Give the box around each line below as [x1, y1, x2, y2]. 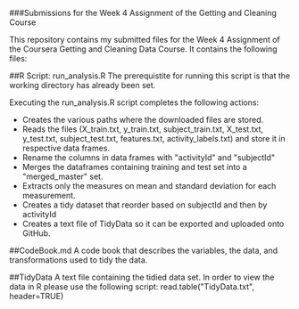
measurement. [21, 191, 76, 200]
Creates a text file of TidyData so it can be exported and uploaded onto [21, 218, 285, 229]
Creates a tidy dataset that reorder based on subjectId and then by [21, 199, 268, 210]
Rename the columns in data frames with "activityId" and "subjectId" [21, 152, 275, 163]
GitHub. [21, 228, 51, 239]
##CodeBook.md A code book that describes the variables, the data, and [9, 245, 278, 256]
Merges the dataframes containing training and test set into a [21, 162, 247, 172]
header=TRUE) [9, 291, 64, 301]
